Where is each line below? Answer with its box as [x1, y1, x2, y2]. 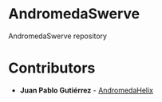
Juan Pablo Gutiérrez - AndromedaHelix [19, 85, 154, 95]
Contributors [8, 59, 96, 77]
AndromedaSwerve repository [8, 31, 108, 41]
